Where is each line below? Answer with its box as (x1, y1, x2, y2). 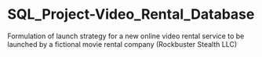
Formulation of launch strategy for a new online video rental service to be (7, 31, 245, 41)
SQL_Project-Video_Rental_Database (7, 5, 255, 23)
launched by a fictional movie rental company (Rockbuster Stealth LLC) (7, 39, 237, 48)
